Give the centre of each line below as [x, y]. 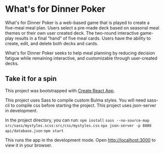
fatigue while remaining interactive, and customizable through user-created [81, 58]
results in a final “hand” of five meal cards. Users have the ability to [83, 38]
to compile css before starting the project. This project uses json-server [83, 105]
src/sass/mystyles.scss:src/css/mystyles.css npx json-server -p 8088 [78, 126]
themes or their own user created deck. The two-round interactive [72, 33]
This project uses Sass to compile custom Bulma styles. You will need [76, 100]
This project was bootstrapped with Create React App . [60, 90]
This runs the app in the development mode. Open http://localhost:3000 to [81, 140]
